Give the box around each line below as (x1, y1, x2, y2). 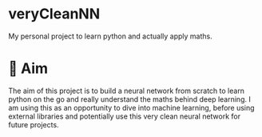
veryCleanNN (8, 5, 101, 23)
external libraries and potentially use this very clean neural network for (8, 111, 241, 121)
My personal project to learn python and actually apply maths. (8, 31, 213, 41)
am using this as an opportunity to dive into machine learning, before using (8, 103, 255, 112)
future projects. (8, 119, 59, 129)
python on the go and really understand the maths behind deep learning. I (8, 94, 252, 104)
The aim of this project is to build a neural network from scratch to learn (8, 86, 245, 95)
